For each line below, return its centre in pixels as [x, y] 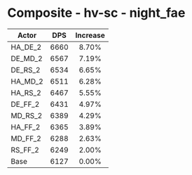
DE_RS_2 [26, 70]
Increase [90, 35]
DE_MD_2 [27, 58]
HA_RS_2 [26, 93]
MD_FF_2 [26, 138]
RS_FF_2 [25, 150]
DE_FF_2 [25, 104]
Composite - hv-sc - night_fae [96, 13]
